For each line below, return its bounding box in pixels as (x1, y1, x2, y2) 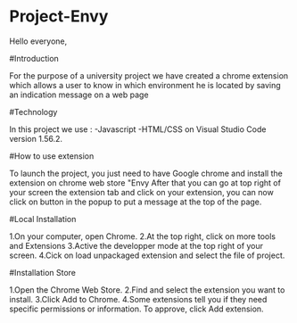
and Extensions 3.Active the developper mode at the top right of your (9, 240, 264, 251)
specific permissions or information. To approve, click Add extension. (9, 303, 265, 314)
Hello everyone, (9, 36, 68, 46)
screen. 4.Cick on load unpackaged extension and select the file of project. (9, 250, 285, 261)
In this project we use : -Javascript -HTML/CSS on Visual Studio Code (9, 123, 267, 135)
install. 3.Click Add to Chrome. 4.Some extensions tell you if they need (9, 294, 268, 304)
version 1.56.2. (9, 133, 63, 144)
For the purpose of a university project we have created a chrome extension (9, 70, 289, 81)
